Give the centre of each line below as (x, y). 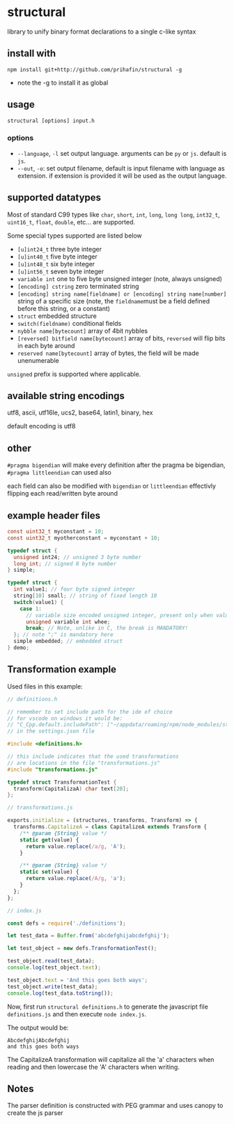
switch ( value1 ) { (39, 602)
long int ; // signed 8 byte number (65, 563)
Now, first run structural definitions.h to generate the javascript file (108, 1007)
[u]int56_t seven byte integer (61, 271)
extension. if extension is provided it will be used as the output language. (122, 175)
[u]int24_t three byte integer (60, 249)
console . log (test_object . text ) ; (54, 968)
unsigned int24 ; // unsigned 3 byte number (77, 557)
